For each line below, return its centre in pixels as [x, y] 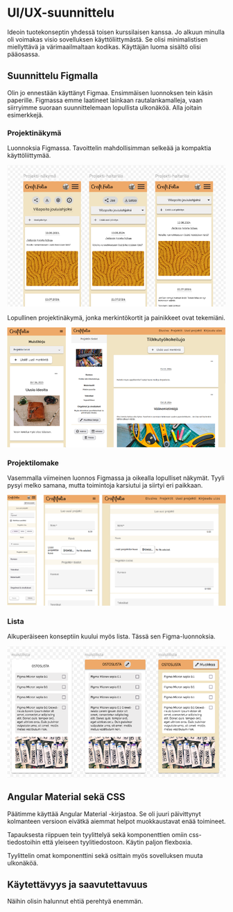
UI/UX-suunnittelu [61, 13]
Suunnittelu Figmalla [53, 76]
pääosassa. [24, 54]
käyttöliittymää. [29, 156]
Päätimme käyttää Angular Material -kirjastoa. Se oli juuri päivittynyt [104, 813]
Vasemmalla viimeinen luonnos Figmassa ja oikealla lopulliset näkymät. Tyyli [116, 478]
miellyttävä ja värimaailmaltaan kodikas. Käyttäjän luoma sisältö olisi [104, 47]
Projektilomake [33, 463]
